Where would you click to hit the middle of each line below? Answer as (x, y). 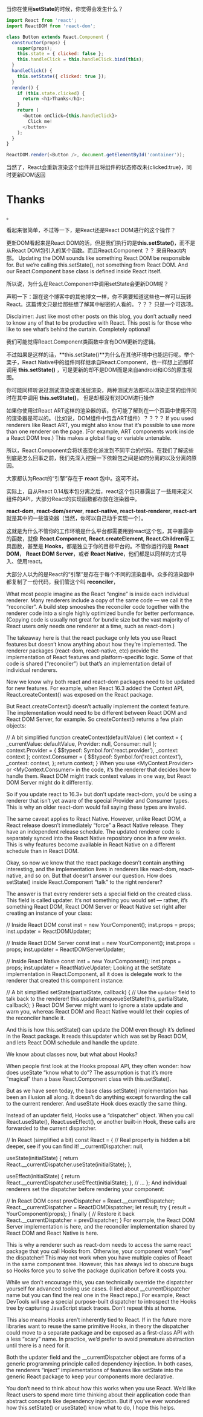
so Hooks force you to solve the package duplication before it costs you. (97, 1270)
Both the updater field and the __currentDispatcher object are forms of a (96, 1357)
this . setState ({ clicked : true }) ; (62, 76)
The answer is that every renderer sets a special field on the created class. (99, 894)
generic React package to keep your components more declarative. (90, 1376)
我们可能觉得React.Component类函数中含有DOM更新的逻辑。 (82, 342)
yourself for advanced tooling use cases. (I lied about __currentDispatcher (98, 1289)
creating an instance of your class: (49, 913)
